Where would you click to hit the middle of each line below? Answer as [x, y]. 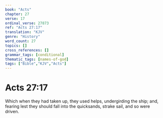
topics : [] [16, 46]
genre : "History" [23, 37]
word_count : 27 [20, 41]
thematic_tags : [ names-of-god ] [37, 59]
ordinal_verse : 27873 [27, 23]
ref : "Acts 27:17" [24, 28]
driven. [12, 112]
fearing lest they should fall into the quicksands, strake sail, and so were [78, 106]
